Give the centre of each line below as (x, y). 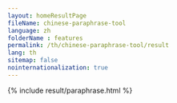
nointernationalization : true (58, 68)
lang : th (22, 53)
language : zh (29, 30)
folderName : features (45, 38)
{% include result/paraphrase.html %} (70, 90)
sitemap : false (33, 61)
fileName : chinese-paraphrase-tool (67, 23)
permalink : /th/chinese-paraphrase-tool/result (88, 46)
